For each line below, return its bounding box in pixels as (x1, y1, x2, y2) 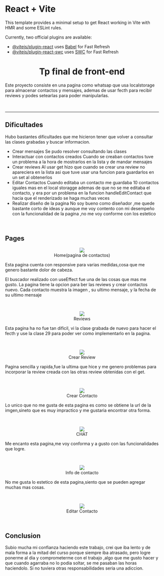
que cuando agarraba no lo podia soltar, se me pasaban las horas (5, 560, 137, 566)
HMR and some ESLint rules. (5, 24, 62, 30)
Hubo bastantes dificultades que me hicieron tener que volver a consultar (5, 133, 153, 140)
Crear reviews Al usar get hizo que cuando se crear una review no (12, 164, 145, 170)
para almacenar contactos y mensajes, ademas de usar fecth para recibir (5, 87, 152, 93)
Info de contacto (65, 469, 99, 475)
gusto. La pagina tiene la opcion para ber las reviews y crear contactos (5, 281, 148, 287)
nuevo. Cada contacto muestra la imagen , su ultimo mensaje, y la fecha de (5, 287, 156, 293)
